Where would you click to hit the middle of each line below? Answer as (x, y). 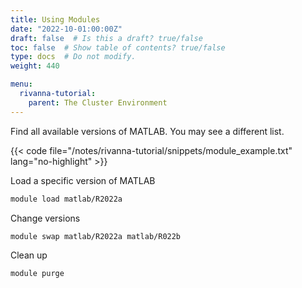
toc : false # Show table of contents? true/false (118, 47)
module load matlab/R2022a (66, 199)
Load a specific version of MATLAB (83, 180)
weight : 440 (35, 66)
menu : (21, 84)
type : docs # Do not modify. (73, 57)
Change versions (45, 218)
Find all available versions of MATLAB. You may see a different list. (147, 131)
